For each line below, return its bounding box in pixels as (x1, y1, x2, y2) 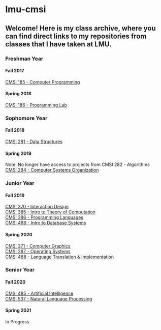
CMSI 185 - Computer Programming (5, 79, 80, 85)
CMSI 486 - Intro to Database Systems (5, 220, 86, 226)
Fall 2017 (5, 68, 24, 74)
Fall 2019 (5, 192, 25, 198)
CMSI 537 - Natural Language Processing (5, 295, 92, 301)
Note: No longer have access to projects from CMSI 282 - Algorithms (5, 161, 150, 168)
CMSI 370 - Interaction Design (5, 204, 69, 210)
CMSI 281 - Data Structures (5, 139, 62, 145)
